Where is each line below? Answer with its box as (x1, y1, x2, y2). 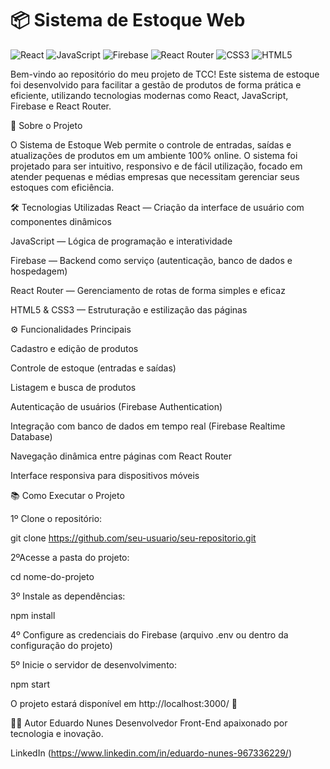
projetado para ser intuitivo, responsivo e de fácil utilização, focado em (10, 160, 303, 172)
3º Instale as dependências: (10, 590, 126, 602)
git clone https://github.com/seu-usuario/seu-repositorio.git (10, 532, 257, 544)
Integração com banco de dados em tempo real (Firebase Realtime (10, 420, 286, 432)
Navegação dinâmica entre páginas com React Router (10, 450, 233, 462)
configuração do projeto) (10, 639, 113, 651)
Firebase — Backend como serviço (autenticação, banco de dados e (10, 254, 293, 266)
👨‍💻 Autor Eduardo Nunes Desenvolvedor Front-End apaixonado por (10, 717, 288, 729)
